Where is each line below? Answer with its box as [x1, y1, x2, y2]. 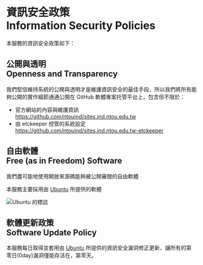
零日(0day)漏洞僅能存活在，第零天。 [6, 252, 97, 259]
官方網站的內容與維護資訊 [14, 106, 79, 113]
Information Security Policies [6, 19, 156, 33]
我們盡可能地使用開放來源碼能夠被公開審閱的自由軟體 [6, 172, 139, 180]
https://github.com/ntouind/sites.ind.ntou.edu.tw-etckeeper [14, 126, 164, 134]
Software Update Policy [6, 227, 97, 238]
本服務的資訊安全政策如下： [6, 39, 76, 47]
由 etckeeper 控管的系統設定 [14, 120, 86, 127]
